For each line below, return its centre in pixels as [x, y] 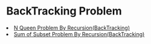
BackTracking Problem [64, 11]
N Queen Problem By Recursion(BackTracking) [72, 28]
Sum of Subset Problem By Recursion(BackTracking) [79, 34]
